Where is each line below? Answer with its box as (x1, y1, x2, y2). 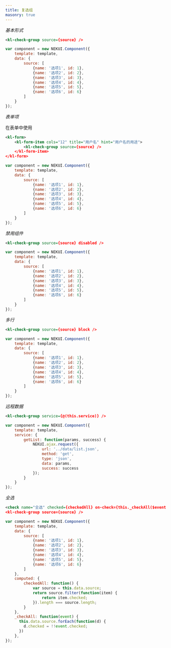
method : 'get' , (41, 452, 74, 457)
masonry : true (5, 12, 36, 17)
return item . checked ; (41, 595, 88, 600)
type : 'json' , (41, 456, 72, 461)
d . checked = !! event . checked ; (23, 624, 88, 629)
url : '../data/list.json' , (41, 447, 100, 452)
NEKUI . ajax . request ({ (32, 442, 79, 447)
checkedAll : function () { (23, 581, 79, 586)
